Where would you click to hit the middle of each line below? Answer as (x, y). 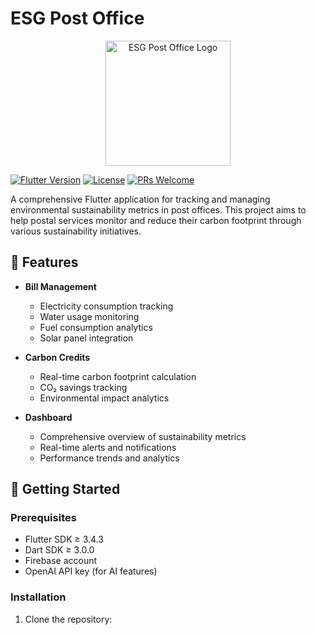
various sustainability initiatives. (76, 231)
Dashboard (48, 417)
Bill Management (60, 286)
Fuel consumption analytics (96, 327)
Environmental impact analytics (104, 398)
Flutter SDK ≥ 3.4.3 (64, 539)
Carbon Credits (57, 357)
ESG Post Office (77, 18)
